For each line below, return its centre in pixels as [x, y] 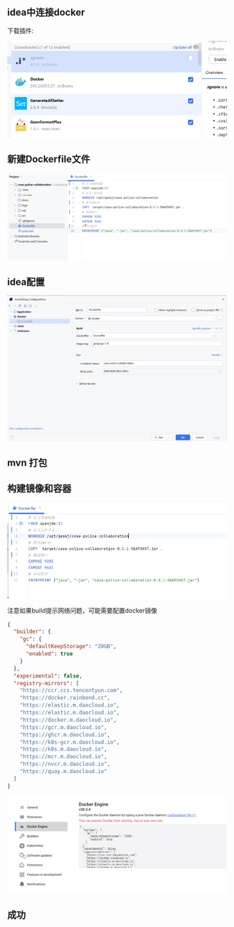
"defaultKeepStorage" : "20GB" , [71, 647]
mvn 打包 [27, 462]
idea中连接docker [46, 13]
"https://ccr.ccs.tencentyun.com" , [71, 691]
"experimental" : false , [48, 676]
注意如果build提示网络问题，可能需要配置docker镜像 [82, 610]
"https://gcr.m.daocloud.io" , [64, 727]
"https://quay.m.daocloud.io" [64, 772]
